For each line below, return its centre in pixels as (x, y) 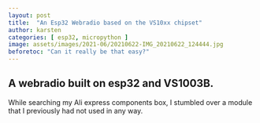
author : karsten (35, 30)
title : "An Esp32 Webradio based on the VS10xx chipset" (105, 23)
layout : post (30, 15)
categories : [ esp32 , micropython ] (68, 37)
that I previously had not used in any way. (76, 110)
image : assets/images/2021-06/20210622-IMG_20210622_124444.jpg (116, 45)
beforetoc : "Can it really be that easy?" (79, 52)
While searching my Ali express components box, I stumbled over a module (130, 102)
